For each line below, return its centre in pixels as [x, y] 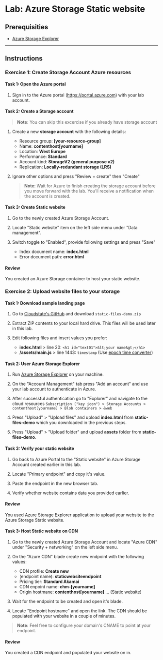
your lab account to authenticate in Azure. [54, 389]
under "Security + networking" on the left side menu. [65, 547]
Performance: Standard [43, 156]
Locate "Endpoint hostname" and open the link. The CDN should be [79, 611]
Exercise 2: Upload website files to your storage [63, 291]
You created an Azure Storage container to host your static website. [73, 279]
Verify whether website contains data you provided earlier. [71, 493]
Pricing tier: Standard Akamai [49, 582]
